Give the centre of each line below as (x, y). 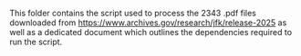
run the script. (36, 42)
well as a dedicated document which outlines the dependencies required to (151, 32)
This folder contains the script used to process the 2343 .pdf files (133, 13)
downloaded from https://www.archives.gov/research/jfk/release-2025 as (148, 23)
